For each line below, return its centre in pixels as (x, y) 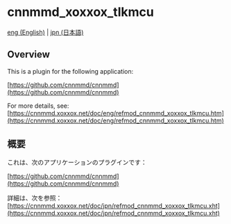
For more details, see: (38, 106)
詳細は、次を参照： (35, 198)
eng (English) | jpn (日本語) (45, 32)
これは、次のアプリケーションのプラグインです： (77, 162)
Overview (29, 55)
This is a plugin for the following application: (70, 71)
